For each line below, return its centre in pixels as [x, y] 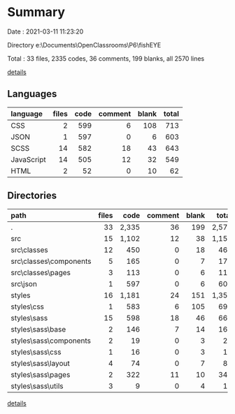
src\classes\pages [41, 272]
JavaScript [29, 159]
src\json [24, 283]
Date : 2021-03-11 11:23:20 [45, 31]
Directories [32, 196]
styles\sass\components [51, 341]
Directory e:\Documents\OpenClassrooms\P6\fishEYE [84, 45]
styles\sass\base [38, 329]
